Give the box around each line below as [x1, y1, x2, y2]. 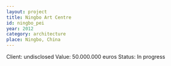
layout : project [6, 8, 47, 15]
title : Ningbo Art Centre [6, 14, 71, 20]
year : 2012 [6, 25, 34, 32]
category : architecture [6, 31, 66, 37]
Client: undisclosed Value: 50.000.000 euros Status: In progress [6, 53, 166, 60]
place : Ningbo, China [6, 37, 61, 43]
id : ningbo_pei [6, 20, 45, 26]
